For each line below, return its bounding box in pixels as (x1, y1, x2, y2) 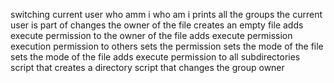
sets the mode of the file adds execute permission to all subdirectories (10, 51, 301, 63)
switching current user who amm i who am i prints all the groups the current (10, 9, 323, 20)
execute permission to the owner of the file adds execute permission (10, 30, 293, 41)
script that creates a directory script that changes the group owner (10, 62, 285, 73)
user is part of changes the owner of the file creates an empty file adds (10, 19, 304, 31)
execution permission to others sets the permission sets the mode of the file (10, 40, 324, 52)
